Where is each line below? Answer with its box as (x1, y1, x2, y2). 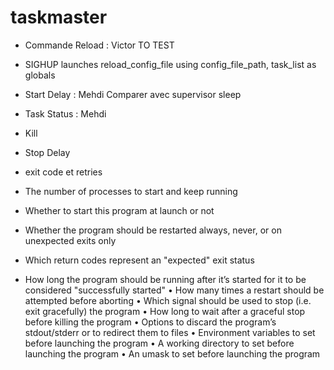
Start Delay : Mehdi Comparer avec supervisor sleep (24, 88, 242, 100)
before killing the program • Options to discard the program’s (24, 316, 277, 328)
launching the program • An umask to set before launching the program (24, 347, 321, 360)
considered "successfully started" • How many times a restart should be (24, 284, 325, 296)
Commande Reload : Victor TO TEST (24, 39, 175, 51)
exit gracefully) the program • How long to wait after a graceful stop (24, 305, 306, 317)
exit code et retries (24, 166, 103, 178)
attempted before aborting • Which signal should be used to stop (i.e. (24, 294, 312, 306)
